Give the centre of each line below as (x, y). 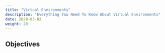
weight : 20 (17, 24)
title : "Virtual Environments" (38, 10)
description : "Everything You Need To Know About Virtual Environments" (83, 14)
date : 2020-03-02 (23, 19)
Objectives (23, 44)
